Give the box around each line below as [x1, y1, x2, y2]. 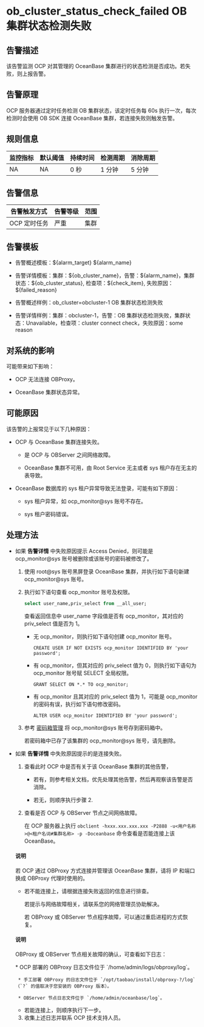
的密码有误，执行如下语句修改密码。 [33, 700, 124, 708]
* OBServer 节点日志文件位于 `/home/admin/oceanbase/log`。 [18, 995, 165, 1001]
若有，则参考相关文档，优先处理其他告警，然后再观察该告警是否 [33, 775, 193, 783]
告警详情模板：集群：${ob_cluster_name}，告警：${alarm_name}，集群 [15, 272, 195, 279]
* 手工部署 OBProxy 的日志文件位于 [18, 977, 98, 983]
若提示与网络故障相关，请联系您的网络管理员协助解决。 [24, 900, 163, 907]
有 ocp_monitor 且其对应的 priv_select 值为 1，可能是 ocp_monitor [33, 693, 198, 700]
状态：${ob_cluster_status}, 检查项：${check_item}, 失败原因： [15, 280, 174, 287]
